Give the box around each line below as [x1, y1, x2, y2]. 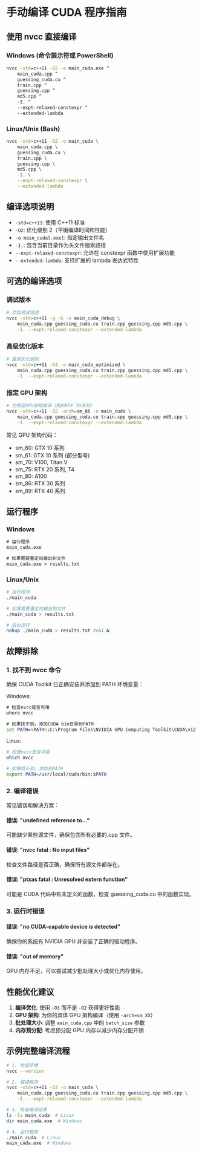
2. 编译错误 [6, 787, 39, 795]
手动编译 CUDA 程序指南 [6, 5, 127, 19]
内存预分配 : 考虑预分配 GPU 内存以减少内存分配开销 [15, 1026, 144, 1033]
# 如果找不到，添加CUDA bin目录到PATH [6, 721, 94, 727]
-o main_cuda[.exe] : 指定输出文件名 [15, 234, 105, 241]
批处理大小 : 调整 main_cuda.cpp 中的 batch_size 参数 [15, 1019, 145, 1026]
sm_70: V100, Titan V [15, 458, 68, 466]
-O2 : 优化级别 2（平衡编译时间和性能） [15, 226, 111, 234]
